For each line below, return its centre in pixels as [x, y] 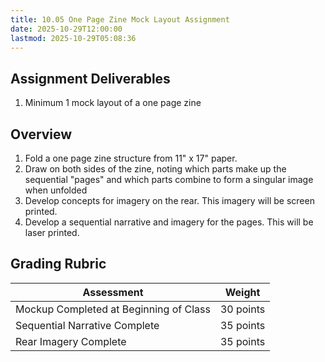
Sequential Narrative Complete [87, 325]
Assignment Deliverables [90, 78]
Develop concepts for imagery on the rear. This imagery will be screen [169, 200]
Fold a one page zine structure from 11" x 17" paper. [131, 158]
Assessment [113, 292]
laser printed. [52, 232]
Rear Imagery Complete [71, 341]
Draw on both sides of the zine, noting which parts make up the [155, 169]
